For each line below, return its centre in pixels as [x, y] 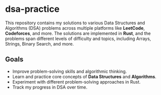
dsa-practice [32, 9]
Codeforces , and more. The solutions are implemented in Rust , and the [78, 33]
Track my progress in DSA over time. [50, 87]
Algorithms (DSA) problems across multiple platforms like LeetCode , [75, 28]
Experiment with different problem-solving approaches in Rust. [76, 82]
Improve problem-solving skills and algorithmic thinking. [70, 71]
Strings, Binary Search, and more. [40, 44]
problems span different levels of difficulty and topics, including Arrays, [78, 39]
